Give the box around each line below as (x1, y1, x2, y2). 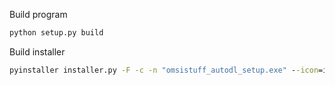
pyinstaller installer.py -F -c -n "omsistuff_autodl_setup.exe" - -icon (9, 65, 319, 75)
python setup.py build (9, 28, 104, 38)
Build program (9, 9, 68, 20)
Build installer (9, 45, 66, 58)
